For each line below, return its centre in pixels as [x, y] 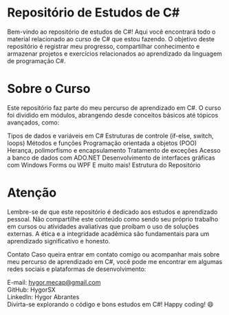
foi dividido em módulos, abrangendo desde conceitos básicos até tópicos [113, 115]
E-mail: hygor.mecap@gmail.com [54, 282]
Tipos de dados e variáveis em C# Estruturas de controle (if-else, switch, [111, 135]
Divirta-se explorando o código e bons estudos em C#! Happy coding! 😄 [110, 304]
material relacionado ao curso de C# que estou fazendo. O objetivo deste [111, 39]
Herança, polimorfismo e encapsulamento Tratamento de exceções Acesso [114, 150]
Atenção [32, 193]
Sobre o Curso [49, 89]
